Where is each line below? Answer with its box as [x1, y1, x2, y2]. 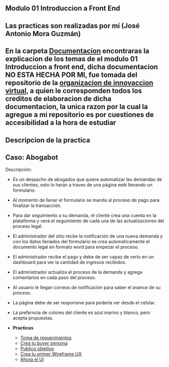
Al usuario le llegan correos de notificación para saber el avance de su [12, 284, 161, 291]
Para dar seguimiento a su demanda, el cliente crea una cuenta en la [12, 213, 157, 219]
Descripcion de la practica [5, 136, 91, 144]
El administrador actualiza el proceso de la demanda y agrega [12, 269, 143, 275]
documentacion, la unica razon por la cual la [5, 102, 148, 111]
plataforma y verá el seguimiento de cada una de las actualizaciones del [12, 218, 164, 224]
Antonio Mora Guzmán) [5, 29, 81, 38]
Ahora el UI [20, 356, 44, 362]
